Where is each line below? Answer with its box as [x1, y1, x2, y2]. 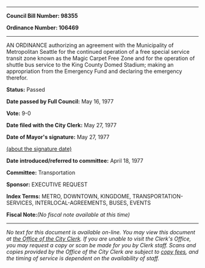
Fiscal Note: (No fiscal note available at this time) [6, 211, 130, 218]
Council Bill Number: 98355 [6, 12, 78, 19]
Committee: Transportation [6, 169, 76, 176]
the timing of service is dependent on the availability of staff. [6, 255, 160, 262]
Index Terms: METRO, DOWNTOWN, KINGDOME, [6, 193, 131, 199]
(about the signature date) [6, 145, 72, 152]
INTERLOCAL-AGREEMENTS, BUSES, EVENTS [35, 199, 151, 206]
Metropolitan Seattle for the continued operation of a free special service [6, 48, 190, 55]
